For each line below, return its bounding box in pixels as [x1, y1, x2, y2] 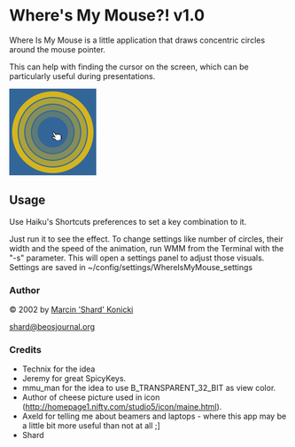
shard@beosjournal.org [9, 322, 96, 332]
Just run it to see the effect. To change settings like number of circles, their [9, 233, 283, 244]
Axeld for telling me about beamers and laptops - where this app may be [21, 411, 287, 422]
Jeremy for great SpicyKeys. [21, 373, 127, 384]
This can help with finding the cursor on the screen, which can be [9, 61, 250, 72]
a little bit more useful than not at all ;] [21, 420, 161, 431]
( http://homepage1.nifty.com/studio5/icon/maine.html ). [21, 402, 222, 412]
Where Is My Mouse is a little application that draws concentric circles [9, 35, 266, 45]
